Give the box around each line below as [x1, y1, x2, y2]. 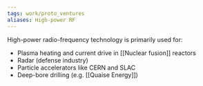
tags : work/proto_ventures [7, 10, 85, 17]
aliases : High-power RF [7, 17, 76, 23]
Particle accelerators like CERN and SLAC [17, 63, 136, 72]
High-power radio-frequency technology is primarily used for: [7, 35, 183, 43]
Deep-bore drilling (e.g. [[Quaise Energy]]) [17, 70, 138, 79]
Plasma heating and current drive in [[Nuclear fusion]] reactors [17, 49, 197, 57]
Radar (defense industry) [17, 56, 88, 64]
